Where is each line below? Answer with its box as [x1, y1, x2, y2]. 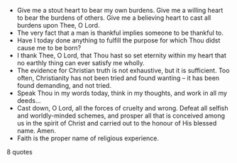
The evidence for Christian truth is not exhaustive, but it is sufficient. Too [16, 67, 230, 74]
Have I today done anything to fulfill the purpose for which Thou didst [16, 36, 221, 45]
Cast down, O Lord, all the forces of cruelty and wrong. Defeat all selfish [16, 104, 228, 112]
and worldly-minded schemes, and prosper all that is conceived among [16, 111, 225, 120]
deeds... [16, 96, 41, 105]
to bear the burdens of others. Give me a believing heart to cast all [16, 13, 211, 22]
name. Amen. [16, 127, 56, 135]
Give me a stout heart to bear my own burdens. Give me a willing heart [16, 6, 224, 14]
